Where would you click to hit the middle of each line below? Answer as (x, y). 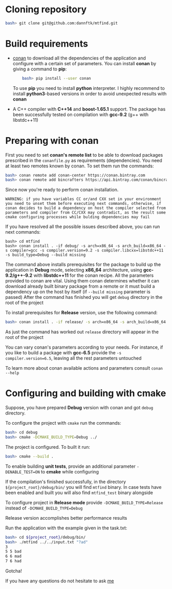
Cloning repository (46, 9)
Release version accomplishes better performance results (66, 518)
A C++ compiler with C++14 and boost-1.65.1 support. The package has (89, 109)
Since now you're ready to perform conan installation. (62, 190)
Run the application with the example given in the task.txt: (66, 528)
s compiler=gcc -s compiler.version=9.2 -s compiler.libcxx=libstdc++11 (84, 251)
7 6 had (14, 561)
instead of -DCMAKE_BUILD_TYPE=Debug (44, 508)
